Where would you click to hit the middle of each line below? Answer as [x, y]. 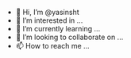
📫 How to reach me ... [52, 46]
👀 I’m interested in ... [49, 20]
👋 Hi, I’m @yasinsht [47, 12]
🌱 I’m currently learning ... [58, 29]
